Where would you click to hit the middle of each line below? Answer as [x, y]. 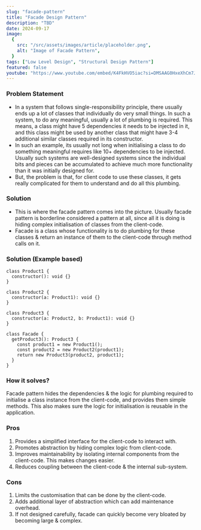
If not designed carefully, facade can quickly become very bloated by [100, 514]
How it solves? [28, 380]
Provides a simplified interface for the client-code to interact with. [96, 441]
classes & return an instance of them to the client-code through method [103, 237]
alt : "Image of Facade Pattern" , [59, 51]
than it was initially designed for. [54, 170]
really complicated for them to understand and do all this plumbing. [98, 183]
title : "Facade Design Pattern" [46, 17]
